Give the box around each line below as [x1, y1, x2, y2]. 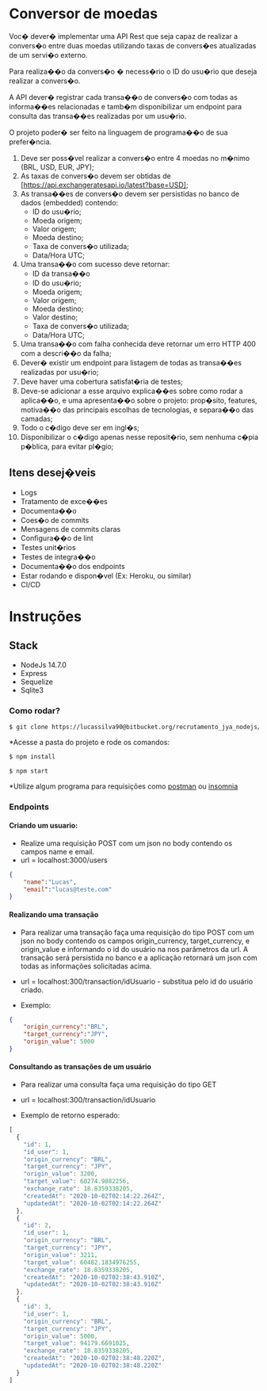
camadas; [20, 414, 53, 423]
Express [20, 668, 48, 678]
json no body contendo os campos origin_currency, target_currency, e [20, 936, 250, 946]
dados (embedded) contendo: [20, 197, 119, 207]
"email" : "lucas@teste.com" [23, 885, 113, 893]
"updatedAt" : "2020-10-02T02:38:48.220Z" [23, 1362, 162, 1370]
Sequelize [20, 677, 54, 686]
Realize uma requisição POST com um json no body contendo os [20, 838, 233, 848]
